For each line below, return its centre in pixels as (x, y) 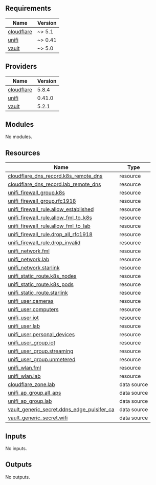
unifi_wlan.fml (25, 368)
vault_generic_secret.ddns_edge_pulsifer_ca (61, 410)
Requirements (28, 8)
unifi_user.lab (24, 326)
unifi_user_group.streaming (41, 351)
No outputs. (18, 477)
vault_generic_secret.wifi (38, 418)
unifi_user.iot (24, 318)
